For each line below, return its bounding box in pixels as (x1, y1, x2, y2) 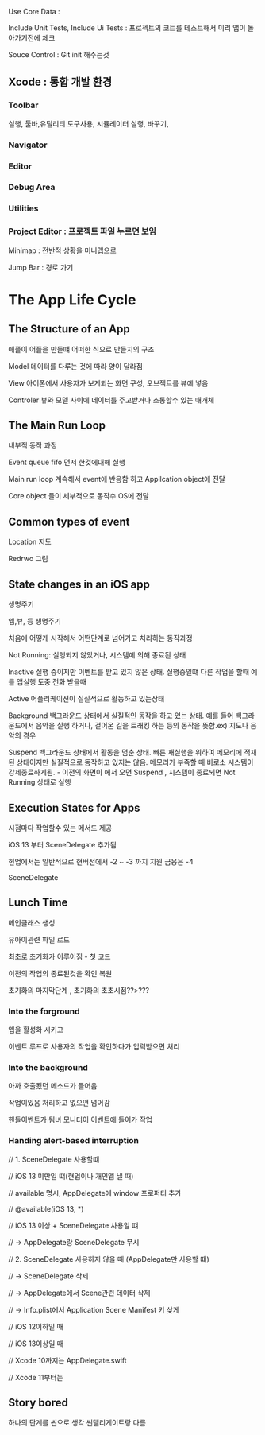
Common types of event (8, 514, 130, 528)
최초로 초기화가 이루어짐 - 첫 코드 (8, 952, 111, 961)
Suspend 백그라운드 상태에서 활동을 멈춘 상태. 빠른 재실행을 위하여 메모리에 (8, 747, 243, 758)
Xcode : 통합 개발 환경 (8, 76, 113, 89)
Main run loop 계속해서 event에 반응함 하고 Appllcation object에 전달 (8, 475, 226, 484)
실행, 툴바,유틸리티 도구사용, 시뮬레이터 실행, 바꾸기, (8, 118, 169, 128)
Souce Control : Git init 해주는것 (8, 50, 109, 59)
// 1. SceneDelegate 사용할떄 (8, 1154, 100, 1164)
